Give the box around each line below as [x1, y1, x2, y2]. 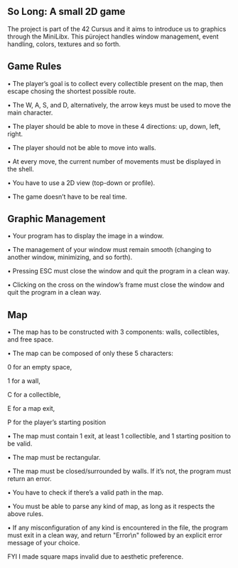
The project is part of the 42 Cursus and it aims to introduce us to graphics [7, 24, 227, 33]
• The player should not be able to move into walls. [7, 143, 156, 152]
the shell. [7, 164, 34, 173]
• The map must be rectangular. [7, 453, 101, 462]
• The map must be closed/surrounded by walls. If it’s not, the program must [7, 467, 232, 475]
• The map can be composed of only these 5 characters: [7, 349, 174, 358]
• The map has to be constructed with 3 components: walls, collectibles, [7, 327, 220, 337]
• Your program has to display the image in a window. [7, 231, 164, 241]
